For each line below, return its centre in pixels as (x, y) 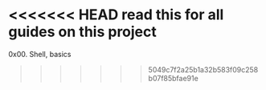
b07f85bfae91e (173, 78)
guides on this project (82, 32)
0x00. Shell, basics (40, 54)
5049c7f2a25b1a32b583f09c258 (203, 69)
